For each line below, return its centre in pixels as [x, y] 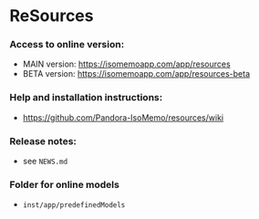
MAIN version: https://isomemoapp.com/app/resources [126, 64]
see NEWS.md [45, 162]
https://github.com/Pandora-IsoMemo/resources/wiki [123, 117]
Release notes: [43, 141]
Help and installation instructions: [86, 98]
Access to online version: [67, 45]
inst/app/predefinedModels [74, 205]
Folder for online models [65, 185]
